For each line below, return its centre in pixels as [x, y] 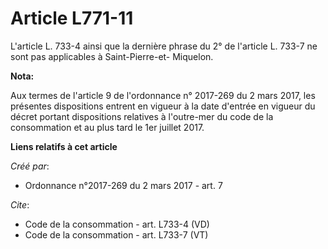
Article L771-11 [72, 18]
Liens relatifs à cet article [64, 146]
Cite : [20, 204]
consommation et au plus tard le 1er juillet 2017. [107, 127]
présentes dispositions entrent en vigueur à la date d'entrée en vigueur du [163, 106]
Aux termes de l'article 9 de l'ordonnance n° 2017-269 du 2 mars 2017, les [163, 95]
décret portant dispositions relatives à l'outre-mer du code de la [142, 116]
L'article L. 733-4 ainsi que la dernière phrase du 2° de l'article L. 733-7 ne [164, 46]
